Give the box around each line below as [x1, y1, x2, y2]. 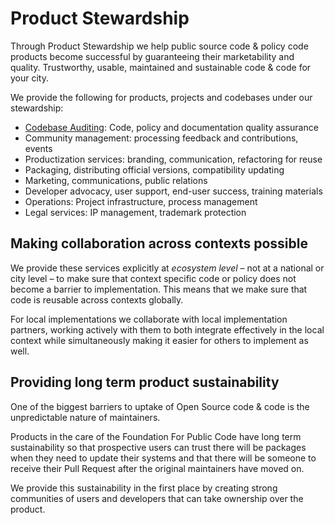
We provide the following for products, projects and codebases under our [10, 91, 313, 103]
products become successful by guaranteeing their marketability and [10, 50, 295, 62]
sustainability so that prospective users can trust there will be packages [10, 441, 307, 453]
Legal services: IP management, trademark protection [24, 206, 247, 218]
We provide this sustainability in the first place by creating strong [10, 482, 278, 494]
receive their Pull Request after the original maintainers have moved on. [10, 462, 305, 474]
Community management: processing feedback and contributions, [24, 132, 299, 144]
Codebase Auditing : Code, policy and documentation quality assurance [24, 121, 319, 133]
